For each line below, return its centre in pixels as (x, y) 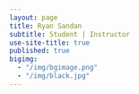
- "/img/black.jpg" (54, 76)
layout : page (34, 17)
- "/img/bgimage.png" (58, 68)
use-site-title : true (50, 43)
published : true (39, 51)
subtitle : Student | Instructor (69, 34)
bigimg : (24, 59)
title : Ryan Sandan (46, 26)
